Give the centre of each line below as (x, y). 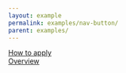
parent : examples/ (38, 30)
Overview (24, 61)
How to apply (30, 53)
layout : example (35, 15)
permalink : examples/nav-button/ (63, 23)
